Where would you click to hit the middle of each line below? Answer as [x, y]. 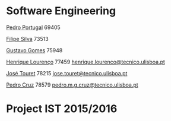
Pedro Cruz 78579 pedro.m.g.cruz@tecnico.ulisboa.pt [72, 85]
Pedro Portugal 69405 [33, 27]
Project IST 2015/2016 [62, 109]
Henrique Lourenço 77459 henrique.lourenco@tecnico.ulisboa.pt [85, 62]
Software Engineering [61, 11]
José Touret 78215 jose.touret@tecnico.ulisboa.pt [67, 73]
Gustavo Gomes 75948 [34, 50]
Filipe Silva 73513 [27, 39]
